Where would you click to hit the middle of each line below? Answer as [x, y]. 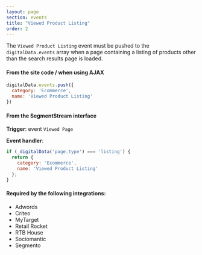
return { [23, 157]
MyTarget [27, 219]
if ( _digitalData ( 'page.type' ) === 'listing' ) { [68, 152]
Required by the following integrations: [56, 193]
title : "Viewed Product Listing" [48, 23]
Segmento [28, 245]
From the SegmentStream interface [51, 116]
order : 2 [17, 29]
